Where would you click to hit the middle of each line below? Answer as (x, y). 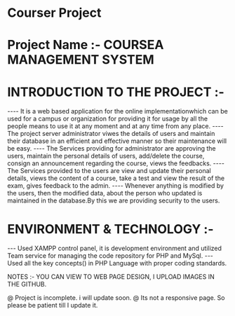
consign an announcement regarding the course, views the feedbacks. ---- (116, 163)
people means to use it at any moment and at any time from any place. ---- (116, 126)
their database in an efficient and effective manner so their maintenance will (117, 141)
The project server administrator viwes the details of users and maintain (111, 134)
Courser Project (54, 13)
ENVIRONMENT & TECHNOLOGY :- (110, 229)
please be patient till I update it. (53, 305)
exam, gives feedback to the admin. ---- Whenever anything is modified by (116, 186)
